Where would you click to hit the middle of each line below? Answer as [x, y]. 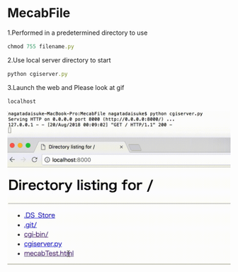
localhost [22, 101]
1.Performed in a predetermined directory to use [78, 33]
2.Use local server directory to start [59, 60]
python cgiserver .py [38, 74]
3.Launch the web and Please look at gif [66, 87]
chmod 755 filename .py [41, 46]
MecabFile [39, 13]
